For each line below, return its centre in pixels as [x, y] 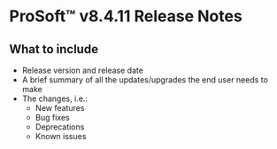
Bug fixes [53, 118]
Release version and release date [83, 70]
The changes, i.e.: [55, 98]
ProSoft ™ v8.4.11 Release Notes [126, 16]
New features [60, 108]
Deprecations [60, 127]
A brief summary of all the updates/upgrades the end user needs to [145, 80]
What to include [54, 49]
